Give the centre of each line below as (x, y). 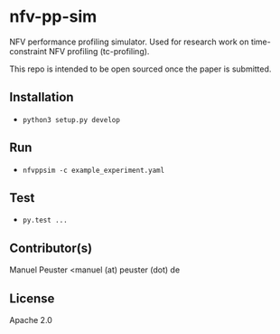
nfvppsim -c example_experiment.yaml (93, 170)
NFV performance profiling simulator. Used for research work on (129, 42)
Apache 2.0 (31, 320)
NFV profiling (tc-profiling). (99, 51)
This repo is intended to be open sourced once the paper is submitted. (140, 69)
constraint (28, 51)
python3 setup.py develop (71, 119)
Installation (42, 97)
